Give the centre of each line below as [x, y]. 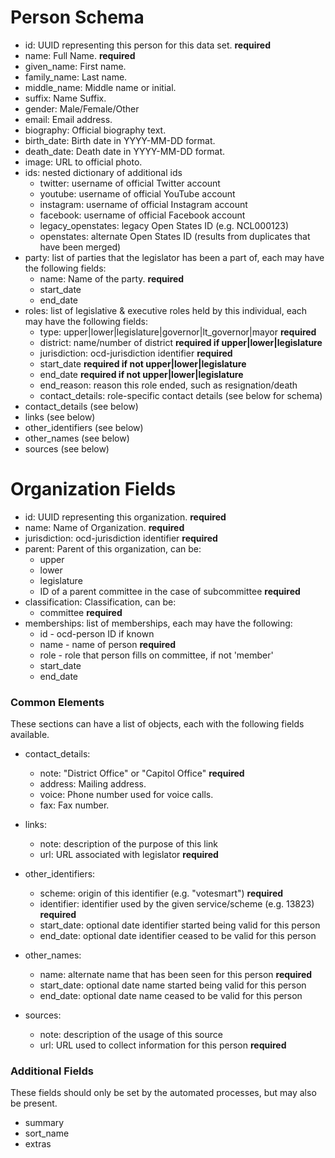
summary [44, 1123]
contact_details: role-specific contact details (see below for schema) [181, 395]
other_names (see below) [77, 438]
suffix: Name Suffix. [65, 98]
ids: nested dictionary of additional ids [103, 172]
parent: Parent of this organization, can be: [113, 548]
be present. [34, 1103]
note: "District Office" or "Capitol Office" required [142, 773]
